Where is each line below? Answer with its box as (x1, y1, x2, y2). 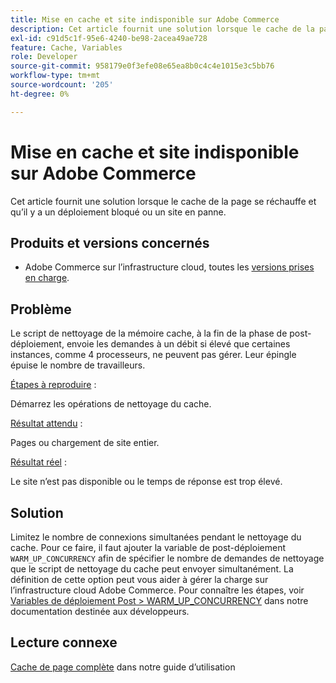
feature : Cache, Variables (10, 42, 123, 53)
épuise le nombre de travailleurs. (10, 359, 146, 371)
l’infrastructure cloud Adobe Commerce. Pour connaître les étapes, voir (10, 584, 305, 596)
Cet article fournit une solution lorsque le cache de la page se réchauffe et (10, 195, 317, 207)
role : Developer (10, 52, 78, 62)
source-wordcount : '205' (10, 80, 114, 90)
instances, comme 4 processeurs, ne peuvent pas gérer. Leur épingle (10, 349, 297, 361)
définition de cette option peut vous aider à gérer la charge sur (10, 574, 269, 585)
